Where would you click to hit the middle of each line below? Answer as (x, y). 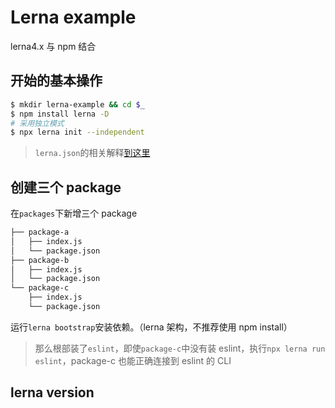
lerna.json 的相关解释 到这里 (92, 153)
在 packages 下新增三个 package (74, 213)
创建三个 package (66, 187)
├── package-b (40, 260)
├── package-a (40, 232)
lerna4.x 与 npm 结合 (53, 46)
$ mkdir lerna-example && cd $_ (77, 104)
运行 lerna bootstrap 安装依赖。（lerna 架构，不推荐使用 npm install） (151, 327)
